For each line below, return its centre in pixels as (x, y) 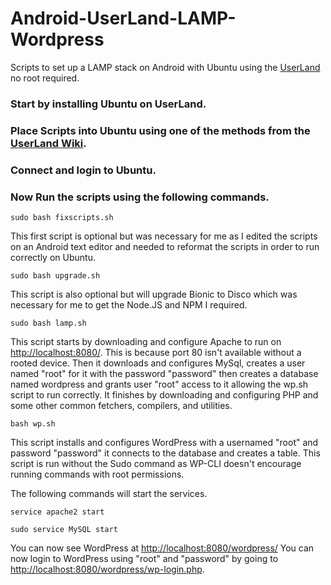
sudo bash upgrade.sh (55, 276)
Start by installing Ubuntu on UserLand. (108, 104)
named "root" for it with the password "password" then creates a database (164, 373)
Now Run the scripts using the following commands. (140, 197)
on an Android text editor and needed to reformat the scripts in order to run (165, 246)
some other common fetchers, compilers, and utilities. (121, 405)
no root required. (45, 78)
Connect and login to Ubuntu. (83, 170)
